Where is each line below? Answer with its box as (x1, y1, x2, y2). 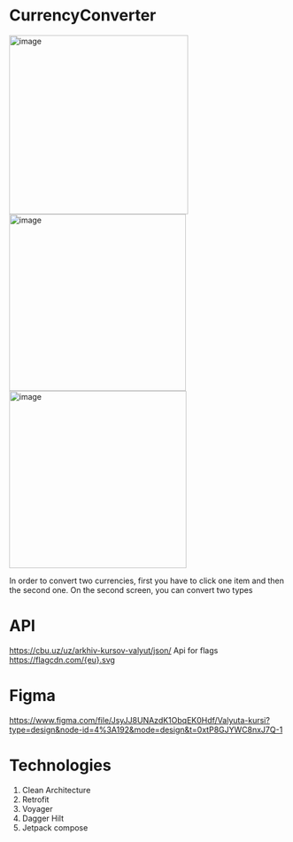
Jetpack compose (21, 822, 89, 833)
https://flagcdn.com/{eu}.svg (9, 654, 115, 665)
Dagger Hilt (21, 813, 65, 823)
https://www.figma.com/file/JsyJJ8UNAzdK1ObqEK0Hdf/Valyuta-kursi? (9, 714, 270, 725)
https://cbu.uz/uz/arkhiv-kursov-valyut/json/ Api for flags (9, 644, 219, 656)
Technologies (9, 755, 112, 776)
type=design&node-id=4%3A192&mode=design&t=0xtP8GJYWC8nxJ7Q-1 (9, 724, 283, 735)
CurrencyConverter (9, 5, 157, 26)
